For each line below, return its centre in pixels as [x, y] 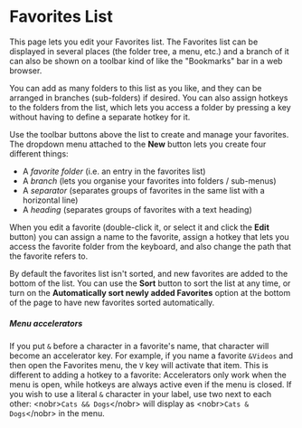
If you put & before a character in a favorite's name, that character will [139, 346]
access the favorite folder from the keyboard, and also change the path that [150, 246]
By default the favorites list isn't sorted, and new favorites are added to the [149, 273]
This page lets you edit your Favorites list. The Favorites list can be [134, 42]
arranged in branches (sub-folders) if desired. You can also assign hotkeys [149, 98]
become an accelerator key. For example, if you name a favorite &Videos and [151, 356]
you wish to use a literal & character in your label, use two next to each [141, 394]
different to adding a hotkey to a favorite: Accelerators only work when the [148, 375]
